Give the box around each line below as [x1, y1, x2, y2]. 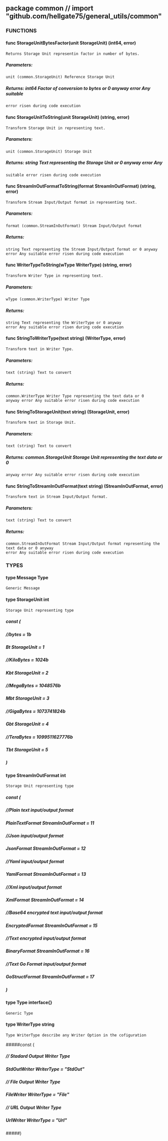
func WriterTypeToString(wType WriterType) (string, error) [6, 262, 132, 268]
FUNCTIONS [6, 27, 37, 35]
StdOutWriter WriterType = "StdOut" [6, 1066, 85, 1072]
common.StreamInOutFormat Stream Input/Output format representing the [6, 541, 160, 547]
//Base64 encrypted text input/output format [6, 909, 103, 916]
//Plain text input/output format [6, 807, 74, 813]
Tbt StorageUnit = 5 [6, 746, 49, 752]
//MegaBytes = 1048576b [6, 683, 61, 689]
